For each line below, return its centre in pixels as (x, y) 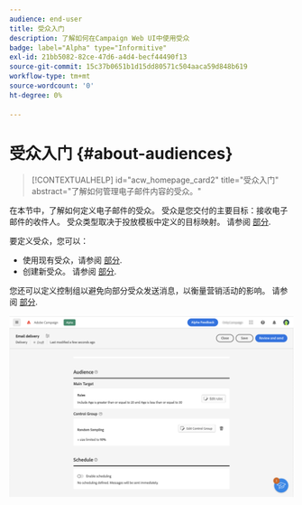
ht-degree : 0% (36, 95)
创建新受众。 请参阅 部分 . (69, 272)
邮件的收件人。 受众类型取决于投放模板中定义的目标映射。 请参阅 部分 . (140, 222)
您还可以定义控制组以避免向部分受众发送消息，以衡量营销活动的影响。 (140, 291)
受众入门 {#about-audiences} (121, 153)
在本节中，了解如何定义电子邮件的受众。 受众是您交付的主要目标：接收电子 (149, 210)
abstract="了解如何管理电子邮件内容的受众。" (116, 192)
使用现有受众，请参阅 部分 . (72, 260)
